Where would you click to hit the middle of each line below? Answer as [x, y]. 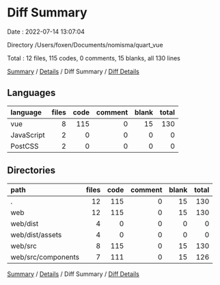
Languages [31, 93]
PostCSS [25, 146]
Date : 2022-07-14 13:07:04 [46, 32]
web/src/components [45, 257]
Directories [31, 170]
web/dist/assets [36, 234]
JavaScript [28, 135]
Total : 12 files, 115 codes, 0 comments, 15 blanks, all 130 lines [94, 58]
